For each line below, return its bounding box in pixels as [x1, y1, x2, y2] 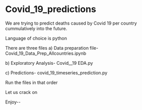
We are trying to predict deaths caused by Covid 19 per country [5, 20, 137, 26]
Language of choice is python [5, 35, 67, 41]
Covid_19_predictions [5, 4, 97, 15]
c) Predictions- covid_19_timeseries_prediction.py [5, 69, 108, 76]
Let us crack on [5, 89, 38, 95]
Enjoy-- [5, 99, 21, 105]
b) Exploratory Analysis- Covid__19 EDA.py [5, 60, 93, 66]
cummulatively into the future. [5, 25, 67, 31]
